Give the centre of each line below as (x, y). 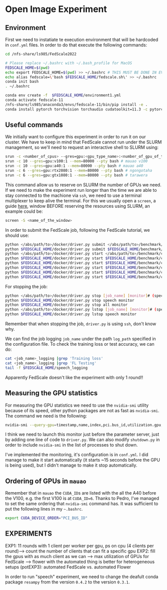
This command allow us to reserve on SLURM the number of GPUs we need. (83, 185)
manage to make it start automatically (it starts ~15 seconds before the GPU (83, 460)
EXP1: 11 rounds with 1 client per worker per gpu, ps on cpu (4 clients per (80, 546)
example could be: (24, 211)
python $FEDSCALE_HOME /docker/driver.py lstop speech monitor (71, 314)
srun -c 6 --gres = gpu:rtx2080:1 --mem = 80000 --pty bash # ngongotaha (79, 171)
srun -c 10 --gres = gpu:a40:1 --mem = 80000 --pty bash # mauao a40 (74, 166)
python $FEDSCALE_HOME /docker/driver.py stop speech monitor (70, 300)
